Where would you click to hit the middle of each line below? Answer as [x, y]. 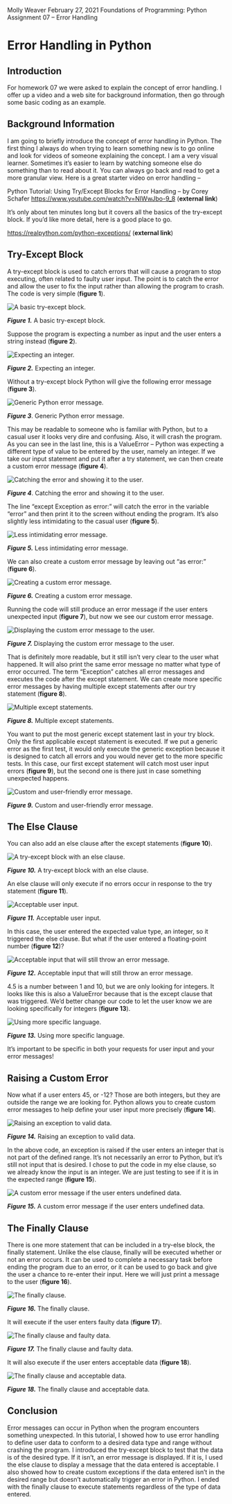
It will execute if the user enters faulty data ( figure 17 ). [85, 1322]
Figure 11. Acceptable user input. [54, 918]
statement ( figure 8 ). [37, 694]
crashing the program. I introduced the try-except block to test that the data [115, 1450]
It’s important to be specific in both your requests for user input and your [111, 1049]
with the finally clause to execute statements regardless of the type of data [114, 1487]
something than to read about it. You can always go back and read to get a [114, 170]
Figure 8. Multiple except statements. [61, 720]
